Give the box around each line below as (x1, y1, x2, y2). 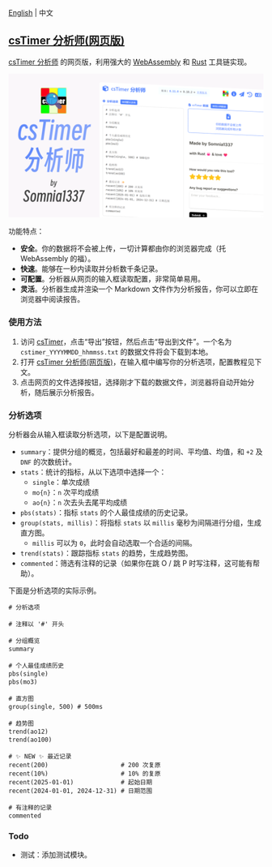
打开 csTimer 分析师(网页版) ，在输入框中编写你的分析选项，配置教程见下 (19, 357, 262, 367)
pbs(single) (8, 669, 49, 678)
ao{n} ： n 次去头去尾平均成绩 (32, 497, 128, 507)
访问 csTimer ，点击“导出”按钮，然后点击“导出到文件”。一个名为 (19, 337, 232, 346)
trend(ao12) (8, 728, 49, 736)
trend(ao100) (8, 736, 53, 744)
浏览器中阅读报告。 (19, 294, 85, 304)
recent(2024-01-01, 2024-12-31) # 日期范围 (8, 787, 152, 795)
